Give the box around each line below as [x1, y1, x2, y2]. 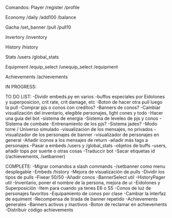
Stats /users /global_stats [5, 54, 59, 60]
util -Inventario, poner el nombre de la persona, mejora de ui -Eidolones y [5, 180, 161, 186]
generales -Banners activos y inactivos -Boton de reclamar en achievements [5, 202, 167, 207]
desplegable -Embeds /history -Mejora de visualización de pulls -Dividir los [5, 169, 165, 175]
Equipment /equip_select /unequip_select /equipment [5, 64, 118, 70]
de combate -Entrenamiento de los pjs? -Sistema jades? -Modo [23, 121, 158, 127]
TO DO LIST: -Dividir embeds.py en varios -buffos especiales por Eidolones [5, 94, 165, 99]
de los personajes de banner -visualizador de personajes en [32, 132, 159, 138]
